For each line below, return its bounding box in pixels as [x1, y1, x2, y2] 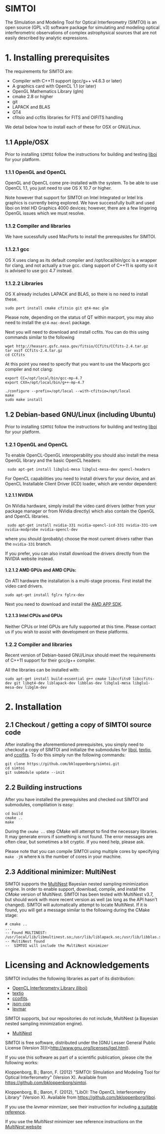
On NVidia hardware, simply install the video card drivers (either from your [5, 503, 156, 509]
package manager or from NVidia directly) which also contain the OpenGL [5, 508, 155, 514]
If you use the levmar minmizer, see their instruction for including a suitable [5, 1104, 158, 1110]
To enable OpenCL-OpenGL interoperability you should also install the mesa [5, 452, 159, 458]
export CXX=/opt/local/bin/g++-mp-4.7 [5, 380, 84, 385]
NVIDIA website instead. [5, 556, 54, 562]
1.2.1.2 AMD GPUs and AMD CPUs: [5, 567, 77, 573]
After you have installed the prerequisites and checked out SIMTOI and [5, 796, 148, 802]
